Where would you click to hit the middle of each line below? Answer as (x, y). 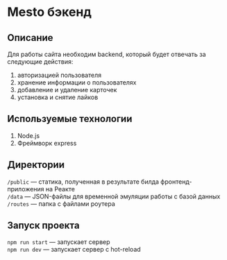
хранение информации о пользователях (77, 83)
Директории (36, 165)
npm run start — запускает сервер (59, 242)
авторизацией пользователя (59, 75)
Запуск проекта (43, 226)
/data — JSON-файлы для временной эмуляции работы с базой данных (114, 196)
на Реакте (60, 189)
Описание (30, 38)
